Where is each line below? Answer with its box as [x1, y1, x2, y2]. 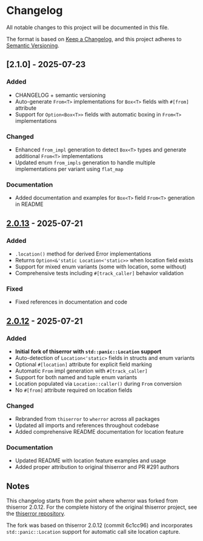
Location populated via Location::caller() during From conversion [15, 380, 182, 387]
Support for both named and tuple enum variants [15, 373, 138, 380]
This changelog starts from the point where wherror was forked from [6, 497, 178, 505]
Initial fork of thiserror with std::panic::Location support [15, 348, 162, 355]
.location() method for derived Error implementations [15, 250, 151, 257]
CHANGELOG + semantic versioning [15, 91, 106, 99]
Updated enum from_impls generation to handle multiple [15, 159, 156, 166]
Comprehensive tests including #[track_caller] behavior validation [15, 269, 184, 276]
